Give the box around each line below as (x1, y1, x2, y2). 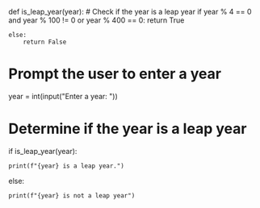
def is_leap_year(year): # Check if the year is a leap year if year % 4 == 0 (8, 7, 252, 16)
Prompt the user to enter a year (8, 64, 222, 83)
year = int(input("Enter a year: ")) (8, 91, 119, 101)
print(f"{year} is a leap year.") (8, 161, 125, 170)
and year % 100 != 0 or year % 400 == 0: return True (8, 15, 185, 25)
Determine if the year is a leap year (8, 120, 247, 138)
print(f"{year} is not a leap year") (8, 191, 136, 200)
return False (23, 38, 67, 46)
